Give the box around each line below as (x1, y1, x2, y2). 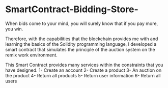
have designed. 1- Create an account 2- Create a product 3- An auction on (5, 67, 162, 73)
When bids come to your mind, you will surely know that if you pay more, (5, 20, 158, 26)
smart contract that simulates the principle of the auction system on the (5, 46, 155, 52)
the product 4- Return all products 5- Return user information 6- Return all (5, 72, 161, 78)
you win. (5, 25, 23, 32)
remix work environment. (5, 52, 58, 58)
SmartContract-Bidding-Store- (5, 4, 138, 15)
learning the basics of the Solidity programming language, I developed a (5, 41, 157, 47)
